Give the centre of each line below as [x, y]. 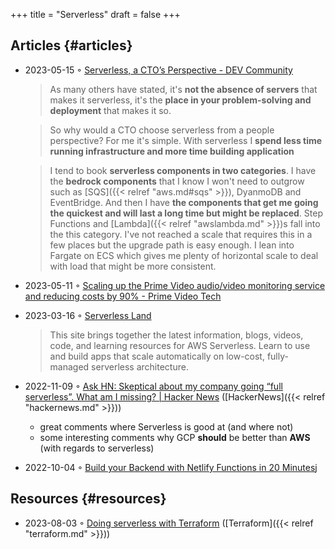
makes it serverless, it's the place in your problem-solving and [180, 100]
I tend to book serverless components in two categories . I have [183, 170]
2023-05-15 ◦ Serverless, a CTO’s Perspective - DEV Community [158, 70]
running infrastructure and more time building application [172, 151]
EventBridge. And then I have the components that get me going [184, 202]
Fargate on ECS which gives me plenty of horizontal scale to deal [184, 255]
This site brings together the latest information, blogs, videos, [176, 335]
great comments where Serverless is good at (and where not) [166, 426]
